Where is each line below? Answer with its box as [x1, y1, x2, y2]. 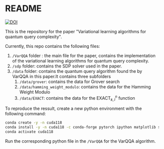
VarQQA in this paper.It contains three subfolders [12, 73, 111, 79]
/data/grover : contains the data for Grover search [19, 79, 120, 85]
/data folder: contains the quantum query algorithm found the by [12, 68, 143, 74]
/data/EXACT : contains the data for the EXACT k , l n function [19, 94, 135, 102]
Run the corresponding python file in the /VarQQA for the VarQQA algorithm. [5, 138, 156, 144]
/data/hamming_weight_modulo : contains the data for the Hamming [19, 84, 151, 89]
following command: [5, 111, 46, 117]
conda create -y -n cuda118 [5, 120, 62, 125]
